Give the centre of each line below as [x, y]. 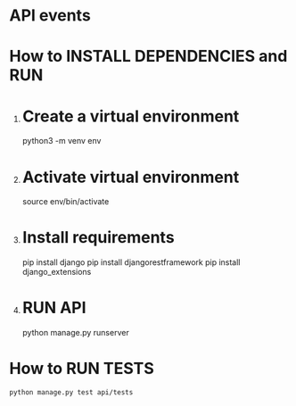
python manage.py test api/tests [71, 393]
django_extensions [57, 272]
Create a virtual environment [131, 116]
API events [50, 16]
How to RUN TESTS [82, 369]
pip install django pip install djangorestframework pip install [131, 262]
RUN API [54, 308]
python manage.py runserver [75, 333]
